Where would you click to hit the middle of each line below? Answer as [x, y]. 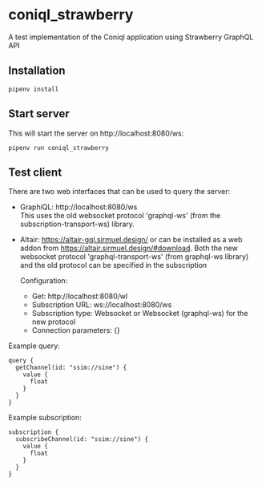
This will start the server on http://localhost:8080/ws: [96, 133]
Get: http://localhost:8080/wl [80, 296]
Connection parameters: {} [76, 330]
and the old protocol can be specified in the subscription [113, 265]
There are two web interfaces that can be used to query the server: [119, 192]
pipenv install [34, 89]
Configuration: [44, 281]
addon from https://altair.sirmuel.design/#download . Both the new [129, 248]
